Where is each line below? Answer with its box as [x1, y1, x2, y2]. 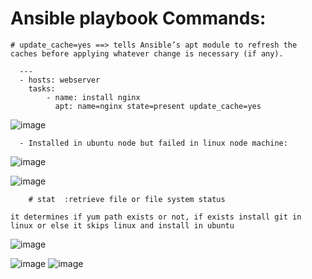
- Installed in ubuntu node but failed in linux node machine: [19, 138, 288, 148]
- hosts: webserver [19, 75, 101, 85]
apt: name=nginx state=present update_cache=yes [54, 101, 262, 111]
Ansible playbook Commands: [10, 7, 267, 30]
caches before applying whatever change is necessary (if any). [10, 48, 284, 59]
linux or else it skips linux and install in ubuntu [10, 220, 235, 231]
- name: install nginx [46, 92, 141, 102]
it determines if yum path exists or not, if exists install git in [10, 212, 302, 222]
